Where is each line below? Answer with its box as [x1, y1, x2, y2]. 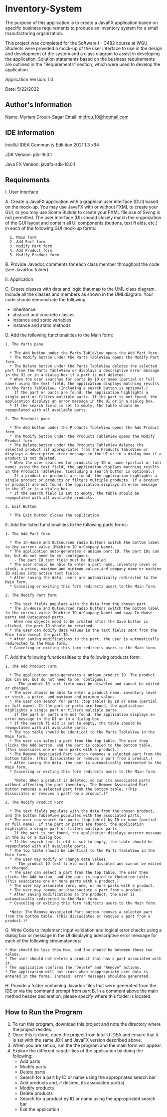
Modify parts [19, 1064, 46, 1070]
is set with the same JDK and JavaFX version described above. [12, 1037, 142, 1043]
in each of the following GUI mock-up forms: [5, 225, 97, 231]
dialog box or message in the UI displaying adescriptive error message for [5, 933, 157, 939]
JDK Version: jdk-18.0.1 [5, 151, 52, 157]
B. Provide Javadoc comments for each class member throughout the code [5, 261, 160, 267]
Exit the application [19, 1106, 59, 1112]
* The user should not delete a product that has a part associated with [5, 956, 162, 962]
